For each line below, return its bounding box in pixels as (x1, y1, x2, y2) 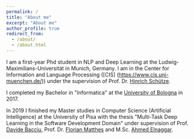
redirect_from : (6, 31, 44, 37)
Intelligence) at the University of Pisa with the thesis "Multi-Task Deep (6, 113, 177, 120)
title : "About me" (6, 14, 52, 20)
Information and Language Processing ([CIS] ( (6, 71, 119, 78)
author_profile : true (6, 25, 60, 32)
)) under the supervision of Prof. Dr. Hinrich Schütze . (41, 77, 171, 84)
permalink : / (6, 8, 39, 15)
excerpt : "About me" (6, 20, 58, 26)
